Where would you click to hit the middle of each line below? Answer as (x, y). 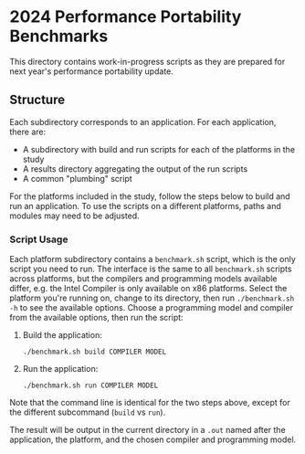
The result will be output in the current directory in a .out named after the (147, 430)
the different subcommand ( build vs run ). (88, 412)
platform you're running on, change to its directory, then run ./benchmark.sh (152, 298)
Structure (37, 100)
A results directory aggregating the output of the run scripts (135, 169)
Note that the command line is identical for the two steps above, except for (150, 403)
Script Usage (39, 239)
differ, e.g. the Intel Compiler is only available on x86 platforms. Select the (148, 289)
